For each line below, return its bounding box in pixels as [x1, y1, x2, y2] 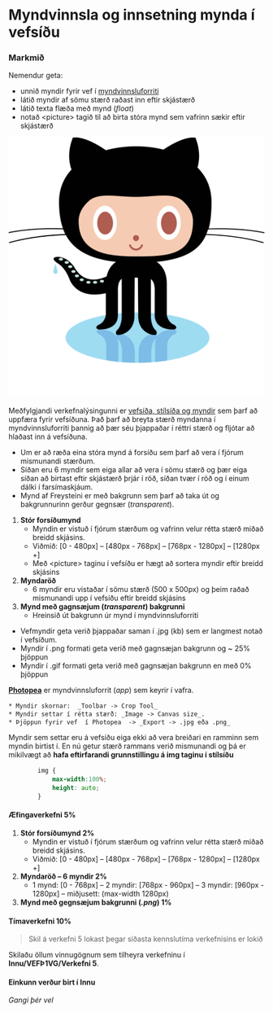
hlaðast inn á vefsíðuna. [8, 432, 88, 441]
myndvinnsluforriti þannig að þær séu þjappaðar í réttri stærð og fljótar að [8, 423, 255, 433]
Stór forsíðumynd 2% [19, 828, 95, 838]
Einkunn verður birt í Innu [8, 977, 96, 987]
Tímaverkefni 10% [8, 916, 71, 926]
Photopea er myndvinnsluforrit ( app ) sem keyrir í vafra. [8, 686, 194, 695]
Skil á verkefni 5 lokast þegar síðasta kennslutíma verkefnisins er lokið [28, 934, 263, 944]
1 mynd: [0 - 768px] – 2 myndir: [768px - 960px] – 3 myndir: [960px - [32, 880, 265, 890]
